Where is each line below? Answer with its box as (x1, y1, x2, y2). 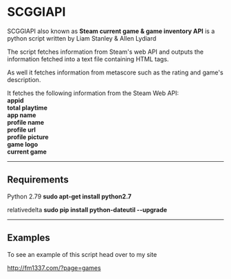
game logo (7, 140, 38, 148)
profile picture (7, 132, 49, 141)
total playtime (7, 103, 48, 112)
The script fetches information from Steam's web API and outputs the (7, 48, 204, 56)
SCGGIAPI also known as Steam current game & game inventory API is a (7, 27, 215, 35)
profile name (7, 118, 45, 126)
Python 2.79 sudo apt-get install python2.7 (7, 192, 132, 200)
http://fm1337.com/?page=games (7, 263, 101, 272)
